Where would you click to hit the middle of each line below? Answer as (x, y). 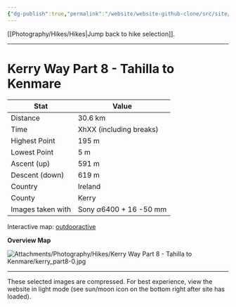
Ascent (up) (31, 164)
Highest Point (33, 141)
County (23, 197)
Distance (26, 118)
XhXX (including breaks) (118, 129)
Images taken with (41, 209)
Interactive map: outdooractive (52, 226)
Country (24, 186)
